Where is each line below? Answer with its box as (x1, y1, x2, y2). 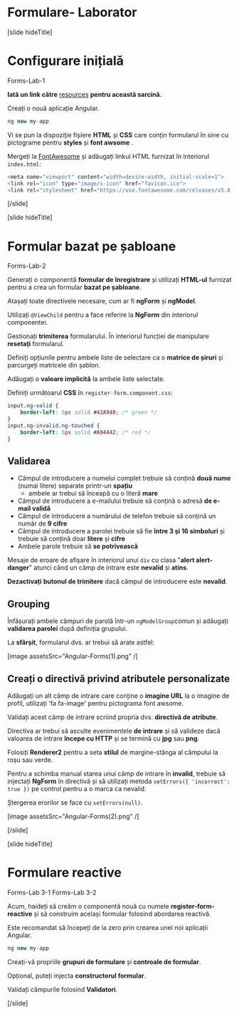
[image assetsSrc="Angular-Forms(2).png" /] (7, 812, 139, 820)
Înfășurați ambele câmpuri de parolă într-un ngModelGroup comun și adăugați (7, 617, 229, 625)
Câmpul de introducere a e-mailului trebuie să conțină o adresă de (17, 496, 212, 506)
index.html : (7, 160, 41, 168)
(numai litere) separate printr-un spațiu (17, 481, 133, 490)
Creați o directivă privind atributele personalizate (7, 672, 230, 684)
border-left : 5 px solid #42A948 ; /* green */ (20, 409, 158, 417)
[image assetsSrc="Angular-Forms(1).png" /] (7, 652, 139, 661)
